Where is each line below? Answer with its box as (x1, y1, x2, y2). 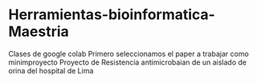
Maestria (8, 22, 70, 41)
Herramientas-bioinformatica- (8, 6, 215, 24)
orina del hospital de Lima (8, 65, 94, 75)
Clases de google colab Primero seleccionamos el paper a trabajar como (8, 49, 249, 58)
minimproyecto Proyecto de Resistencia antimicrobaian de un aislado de (8, 57, 247, 67)
